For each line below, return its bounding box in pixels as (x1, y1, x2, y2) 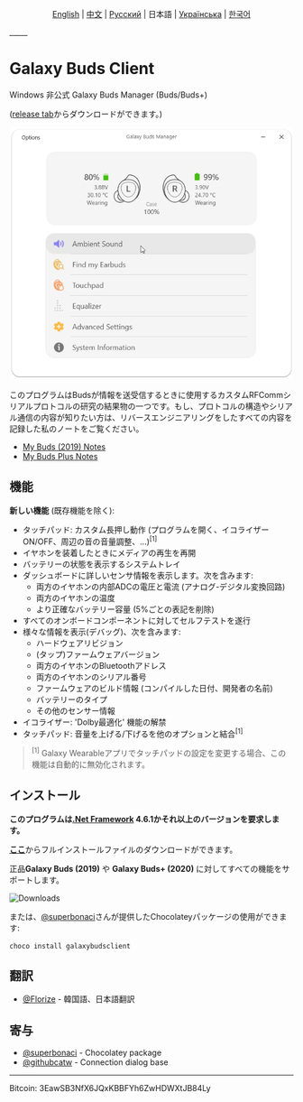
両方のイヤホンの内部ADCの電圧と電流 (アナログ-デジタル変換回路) (35, 581, 286, 592)
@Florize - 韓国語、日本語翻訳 (22, 994, 135, 1005)
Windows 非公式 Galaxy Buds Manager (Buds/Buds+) (9, 89, 208, 100)
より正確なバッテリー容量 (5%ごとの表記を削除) (35, 604, 215, 615)
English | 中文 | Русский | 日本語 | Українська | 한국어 (52, 9, 251, 19)
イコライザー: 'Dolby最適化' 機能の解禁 (22, 717, 167, 727)
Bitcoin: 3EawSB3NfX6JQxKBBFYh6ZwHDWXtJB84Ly (9, 1083, 211, 1094)
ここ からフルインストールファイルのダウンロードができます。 (9, 844, 238, 855)
